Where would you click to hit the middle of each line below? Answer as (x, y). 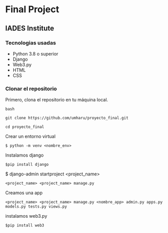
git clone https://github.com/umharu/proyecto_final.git (67, 118)
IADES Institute (30, 28)
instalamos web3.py (26, 216)
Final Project (32, 9)
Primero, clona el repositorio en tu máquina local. (57, 100)
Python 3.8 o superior (35, 54)
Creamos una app (24, 193)
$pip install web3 (25, 225)
